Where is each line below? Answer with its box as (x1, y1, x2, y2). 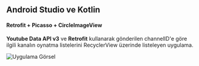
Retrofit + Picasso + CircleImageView (6, 21, 103, 29)
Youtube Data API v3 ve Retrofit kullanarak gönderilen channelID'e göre (6, 35, 187, 42)
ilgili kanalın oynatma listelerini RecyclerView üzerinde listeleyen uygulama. (6, 41, 194, 49)
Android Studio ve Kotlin (6, 5, 101, 15)
